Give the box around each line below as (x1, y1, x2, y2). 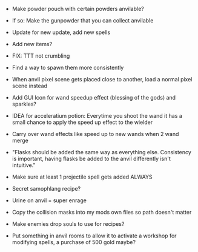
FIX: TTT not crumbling (12, 52, 70, 60)
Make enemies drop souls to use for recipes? (12, 220, 125, 227)
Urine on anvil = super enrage (12, 197, 87, 204)
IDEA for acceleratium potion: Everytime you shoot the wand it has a (12, 112, 183, 119)
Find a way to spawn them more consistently (12, 64, 124, 71)
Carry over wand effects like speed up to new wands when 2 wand (12, 131, 179, 137)
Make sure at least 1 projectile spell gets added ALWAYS (12, 173, 153, 180)
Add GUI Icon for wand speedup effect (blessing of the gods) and (12, 94, 176, 101)
